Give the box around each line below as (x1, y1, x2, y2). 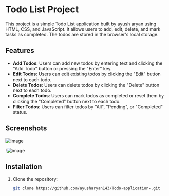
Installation (5, 162, 42, 171)
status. (12, 109, 27, 115)
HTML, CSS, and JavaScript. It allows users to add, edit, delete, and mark (5, 26, 161, 32)
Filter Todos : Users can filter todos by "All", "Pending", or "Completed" (12, 104, 163, 110)
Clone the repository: (12, 176, 58, 182)
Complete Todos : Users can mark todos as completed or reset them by (12, 92, 164, 99)
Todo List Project (5, 4, 79, 15)
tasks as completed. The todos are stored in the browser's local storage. (5, 31, 159, 37)
